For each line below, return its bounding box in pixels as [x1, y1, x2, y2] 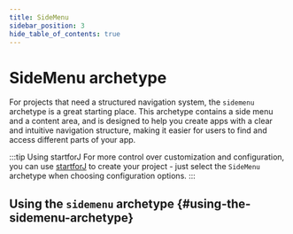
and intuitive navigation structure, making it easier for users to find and [9, 125, 267, 136]
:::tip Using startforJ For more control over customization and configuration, [9, 152, 285, 162]
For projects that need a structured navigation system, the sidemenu [9, 97, 255, 107]
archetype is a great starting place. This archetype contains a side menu [9, 106, 274, 117]
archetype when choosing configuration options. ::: [9, 170, 197, 182]
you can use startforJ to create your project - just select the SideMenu [9, 161, 261, 172]
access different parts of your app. [9, 135, 136, 145]
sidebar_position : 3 [9, 21, 86, 30]
